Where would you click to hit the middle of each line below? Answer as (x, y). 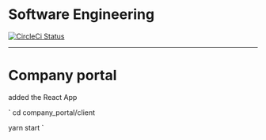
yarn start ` (26, 127)
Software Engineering (82, 15)
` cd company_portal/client (52, 112)
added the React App (43, 97)
